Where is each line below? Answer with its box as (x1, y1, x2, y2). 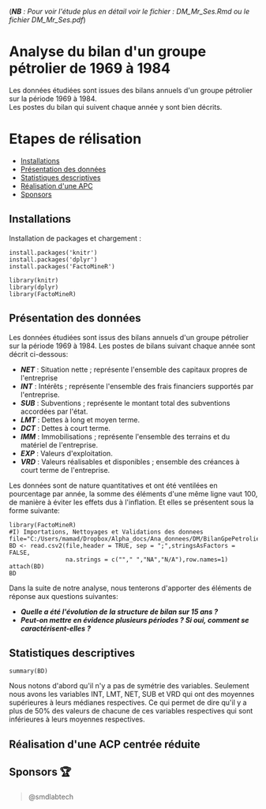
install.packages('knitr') (9, 249, 98, 257)
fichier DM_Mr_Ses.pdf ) (9, 15, 86, 24)
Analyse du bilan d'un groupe (9, 43, 207, 61)
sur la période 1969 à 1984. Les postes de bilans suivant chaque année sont (9, 341, 256, 350)
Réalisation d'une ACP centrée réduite (9, 737, 200, 751)
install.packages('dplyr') (9, 256, 98, 264)
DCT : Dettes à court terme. (20, 423, 111, 433)
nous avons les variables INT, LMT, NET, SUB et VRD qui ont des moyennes (9, 690, 255, 699)
